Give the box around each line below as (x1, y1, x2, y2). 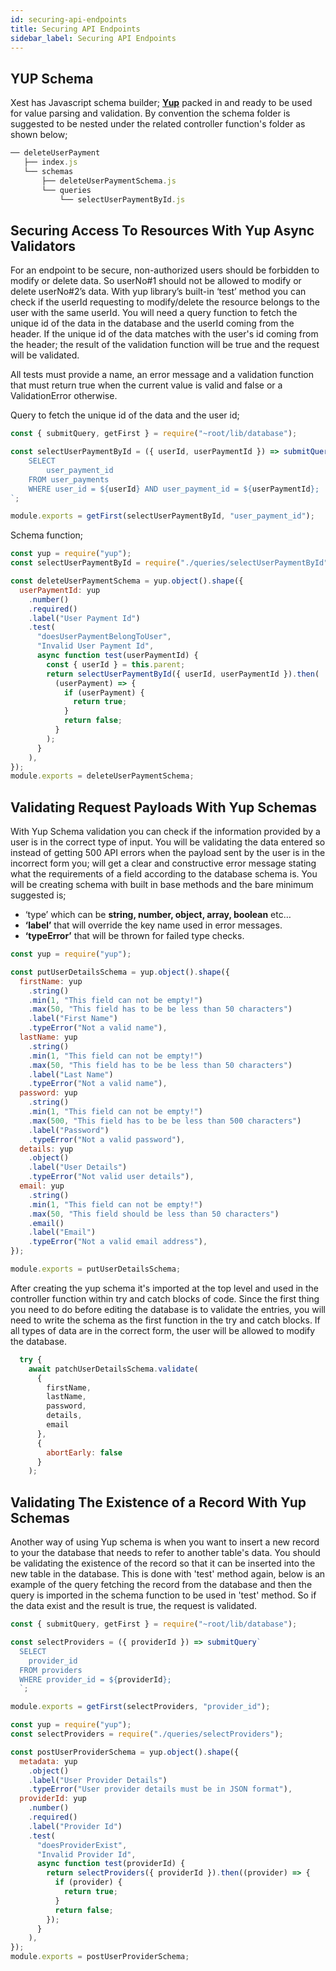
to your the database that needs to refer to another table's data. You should (10, 1547, 321, 1559)
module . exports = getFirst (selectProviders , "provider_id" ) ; (10, 1702, 271, 1712)
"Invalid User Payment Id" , (36, 641, 155, 651)
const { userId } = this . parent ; (46, 659, 186, 670)
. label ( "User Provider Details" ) (28, 1775, 168, 1785)
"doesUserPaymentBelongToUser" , (36, 632, 172, 642)
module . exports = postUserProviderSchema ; (10, 1952, 190, 1962)
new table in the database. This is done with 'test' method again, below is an (10, 1568, 326, 1580)
